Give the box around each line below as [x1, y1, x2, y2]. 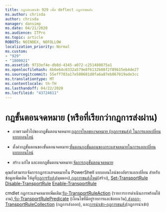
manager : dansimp [5, 21, 41, 26]
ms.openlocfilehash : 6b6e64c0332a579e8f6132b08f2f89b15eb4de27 [5, 68, 139, 72]
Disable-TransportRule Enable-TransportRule [5, 181, 97, 187]
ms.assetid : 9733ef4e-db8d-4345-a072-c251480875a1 [5, 63, 112, 68]
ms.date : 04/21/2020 [5, 26, 48, 31]
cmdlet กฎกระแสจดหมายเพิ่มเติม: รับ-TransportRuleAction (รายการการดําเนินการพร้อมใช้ [5, 190, 161, 196]
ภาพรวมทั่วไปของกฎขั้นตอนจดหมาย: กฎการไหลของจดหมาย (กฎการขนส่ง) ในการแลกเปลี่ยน [12, 129, 161, 135]
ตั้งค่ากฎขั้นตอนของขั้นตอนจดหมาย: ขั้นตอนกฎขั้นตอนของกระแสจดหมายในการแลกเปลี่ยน [12, 144, 156, 150]
